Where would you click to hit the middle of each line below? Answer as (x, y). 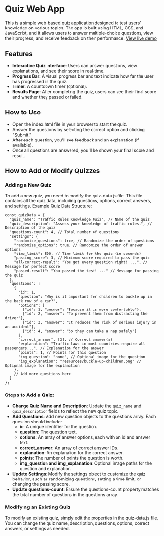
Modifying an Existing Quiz (38, 507)
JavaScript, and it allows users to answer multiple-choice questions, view (79, 33)
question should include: (37, 422)
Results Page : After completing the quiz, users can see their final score (84, 91)
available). (23, 145)
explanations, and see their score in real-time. (59, 71)
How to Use (23, 112)
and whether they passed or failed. (47, 97)
